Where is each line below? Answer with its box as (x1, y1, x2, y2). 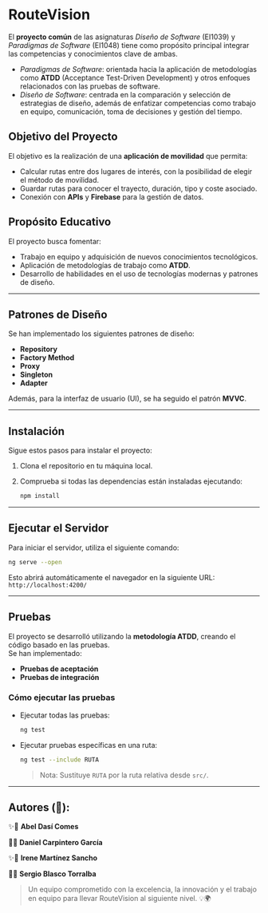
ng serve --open (8, 558, 62, 566)
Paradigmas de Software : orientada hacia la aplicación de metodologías (19, 64, 258, 73)
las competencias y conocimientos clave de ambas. (8, 49, 178, 58)
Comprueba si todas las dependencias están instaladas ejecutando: (19, 476, 243, 486)
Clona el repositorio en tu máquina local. (19, 461, 153, 471)
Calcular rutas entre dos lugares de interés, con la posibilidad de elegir (19, 166, 253, 176)
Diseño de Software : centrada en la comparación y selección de (19, 89, 231, 99)
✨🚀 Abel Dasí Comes (8, 822, 79, 832)
